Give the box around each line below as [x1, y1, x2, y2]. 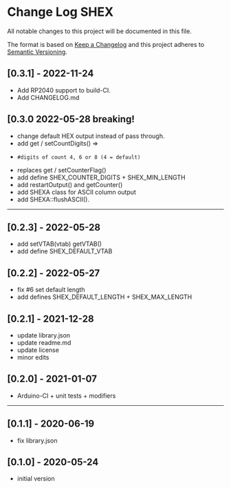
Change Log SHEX [7, 4, 114, 20]
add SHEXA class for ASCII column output [16, 188, 136, 196]
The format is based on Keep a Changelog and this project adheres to [7, 40, 205, 48]
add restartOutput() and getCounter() [16, 180, 123, 188]
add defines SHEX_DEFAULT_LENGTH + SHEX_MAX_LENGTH [16, 293, 192, 301]
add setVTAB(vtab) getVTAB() [16, 240, 102, 248]
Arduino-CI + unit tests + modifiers [16, 391, 116, 400]
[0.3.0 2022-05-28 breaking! [7, 113, 135, 125]
